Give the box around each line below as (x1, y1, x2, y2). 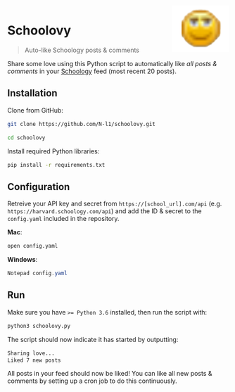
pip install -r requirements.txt (7, 161, 106, 168)
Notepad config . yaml (7, 270, 68, 277)
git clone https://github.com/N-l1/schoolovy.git (7, 120, 156, 127)
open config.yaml (7, 243, 58, 250)
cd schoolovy (7, 134, 46, 141)
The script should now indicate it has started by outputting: (7, 335, 179, 343)
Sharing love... (7, 350, 55, 357)
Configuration (7, 181, 70, 193)
